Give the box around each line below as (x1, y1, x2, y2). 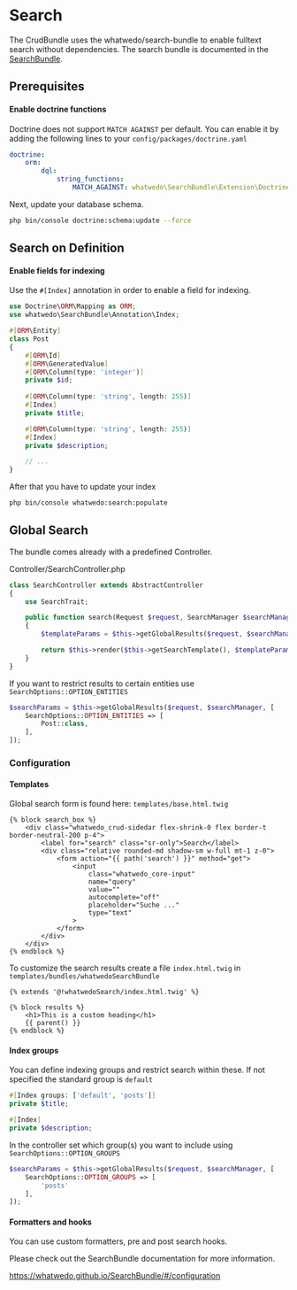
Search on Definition (9, 241, 126, 256)
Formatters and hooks (9, 1217, 93, 1227)
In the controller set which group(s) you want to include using (9, 1139, 233, 1150)
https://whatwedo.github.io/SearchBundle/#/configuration (9, 1271, 221, 1281)
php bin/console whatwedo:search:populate (9, 498, 168, 507)
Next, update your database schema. (9, 198, 144, 209)
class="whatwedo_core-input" (88, 869, 196, 879)
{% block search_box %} (9, 815, 97, 824)
